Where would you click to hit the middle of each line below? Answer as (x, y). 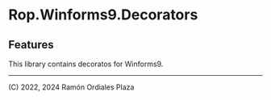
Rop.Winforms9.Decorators (103, 15)
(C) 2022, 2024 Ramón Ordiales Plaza (71, 87)
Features (31, 45)
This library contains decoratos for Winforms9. (86, 64)
